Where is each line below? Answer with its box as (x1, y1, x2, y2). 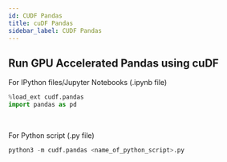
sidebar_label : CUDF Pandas (8, 26, 103, 34)
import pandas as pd (8, 101, 78, 109)
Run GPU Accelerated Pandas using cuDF (8, 56, 219, 70)
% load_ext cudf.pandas (8, 93, 84, 101)
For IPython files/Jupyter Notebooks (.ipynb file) (8, 78, 168, 87)
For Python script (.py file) (8, 130, 95, 140)
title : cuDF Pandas (8, 19, 74, 27)
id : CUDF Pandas (8, 11, 63, 20)
